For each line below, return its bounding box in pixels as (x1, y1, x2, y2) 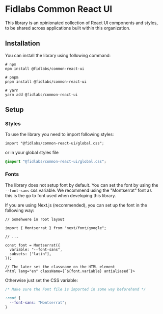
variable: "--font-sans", (9, 247, 63, 252)
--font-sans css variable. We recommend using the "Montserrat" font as (5, 187, 152, 193)
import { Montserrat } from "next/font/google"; (5, 225, 107, 230)
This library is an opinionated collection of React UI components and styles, (5, 20, 158, 26)
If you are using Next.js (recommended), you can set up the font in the (5, 202, 147, 208)
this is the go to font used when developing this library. (5, 192, 116, 198)
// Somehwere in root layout (5, 217, 65, 222)
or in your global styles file (5, 149, 59, 156)
